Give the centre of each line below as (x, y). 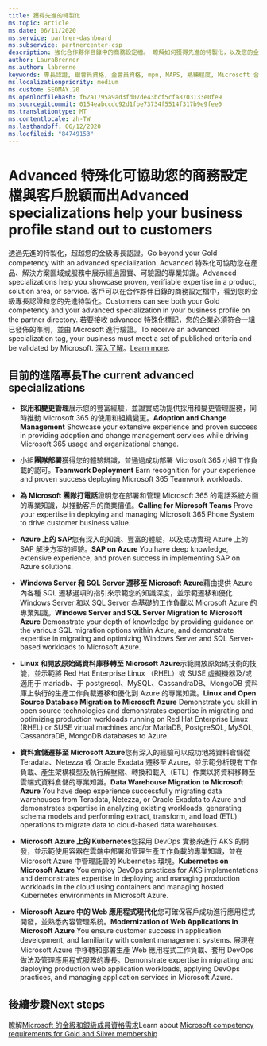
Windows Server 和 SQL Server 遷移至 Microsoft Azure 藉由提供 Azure (136, 583)
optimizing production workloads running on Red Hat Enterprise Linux (134, 719)
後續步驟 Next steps (56, 1004)
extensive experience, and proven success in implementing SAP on (130, 558)
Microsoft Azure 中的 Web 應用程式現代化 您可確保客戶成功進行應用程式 (137, 912)
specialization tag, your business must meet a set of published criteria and (130, 338)
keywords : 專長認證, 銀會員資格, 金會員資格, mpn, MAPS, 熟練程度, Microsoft (129, 75)
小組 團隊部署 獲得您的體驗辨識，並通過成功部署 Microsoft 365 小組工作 (135, 460)
